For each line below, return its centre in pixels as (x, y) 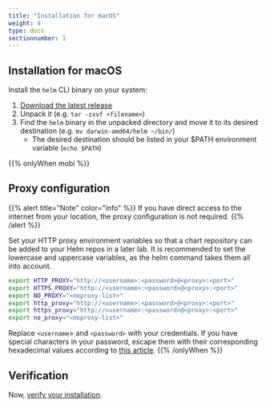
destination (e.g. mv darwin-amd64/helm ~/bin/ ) (97, 131)
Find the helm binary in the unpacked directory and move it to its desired (139, 123)
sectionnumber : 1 (37, 38)
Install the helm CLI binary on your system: (78, 90)
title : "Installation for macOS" (64, 16)
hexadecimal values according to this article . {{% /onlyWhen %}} (116, 350)
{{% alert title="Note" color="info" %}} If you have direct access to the (125, 208)
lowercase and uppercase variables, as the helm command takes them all (129, 257)
